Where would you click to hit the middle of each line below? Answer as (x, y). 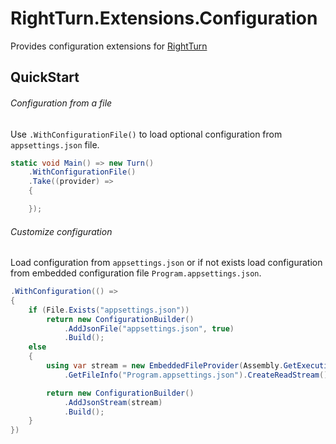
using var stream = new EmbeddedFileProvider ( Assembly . (165, 366)
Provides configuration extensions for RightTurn (109, 46)
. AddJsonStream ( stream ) (113, 402)
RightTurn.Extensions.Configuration (164, 18)
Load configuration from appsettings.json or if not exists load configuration (166, 263)
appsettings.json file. (55, 144)
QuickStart (45, 77)
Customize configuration (61, 231)
